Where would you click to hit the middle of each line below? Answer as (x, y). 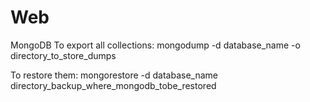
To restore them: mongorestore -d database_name (114, 75)
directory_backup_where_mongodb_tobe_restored (113, 85)
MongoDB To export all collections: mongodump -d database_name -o (155, 45)
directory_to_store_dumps (63, 55)
